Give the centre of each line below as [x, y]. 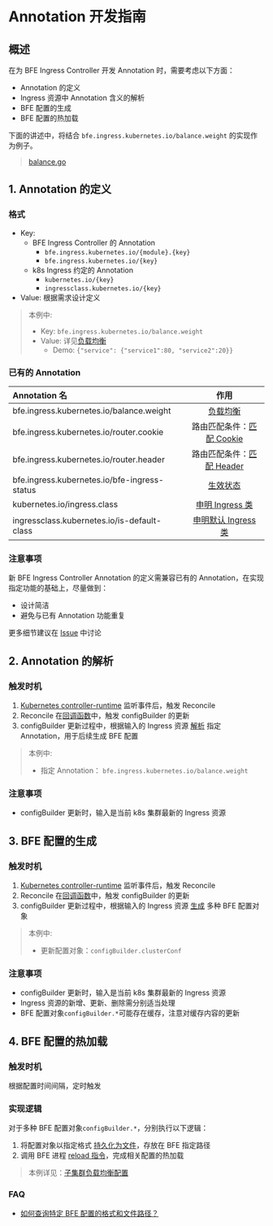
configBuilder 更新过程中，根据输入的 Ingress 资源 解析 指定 [121, 726]
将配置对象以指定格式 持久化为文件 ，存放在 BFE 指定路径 [115, 1145]
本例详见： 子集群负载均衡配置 [78, 1173]
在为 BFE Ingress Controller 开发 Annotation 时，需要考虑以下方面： [121, 70]
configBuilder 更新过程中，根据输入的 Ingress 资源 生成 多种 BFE [128, 905]
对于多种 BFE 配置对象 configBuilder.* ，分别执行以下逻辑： [108, 1128]
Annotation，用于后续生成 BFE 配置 [79, 735]
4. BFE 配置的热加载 [58, 1041]
